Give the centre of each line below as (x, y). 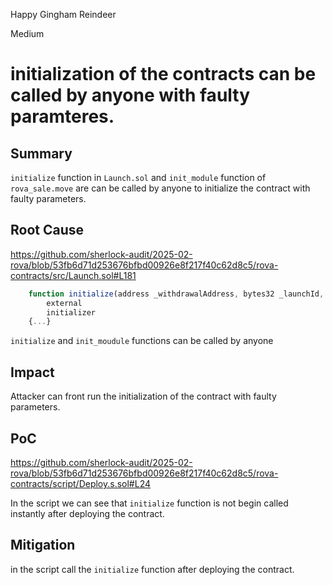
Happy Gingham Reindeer (63, 14)
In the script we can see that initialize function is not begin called (149, 503)
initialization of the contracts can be (163, 74)
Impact (32, 372)
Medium (27, 33)
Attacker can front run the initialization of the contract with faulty (143, 396)
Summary (41, 153)
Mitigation (43, 545)
